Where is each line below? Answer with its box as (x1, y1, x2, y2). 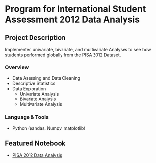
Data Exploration (12, 86, 46, 92)
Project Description (5, 33, 66, 42)
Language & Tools (5, 114, 49, 121)
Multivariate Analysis (19, 101, 62, 107)
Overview (5, 64, 29, 71)
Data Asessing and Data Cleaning (12, 75, 80, 81)
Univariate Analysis (19, 91, 59, 97)
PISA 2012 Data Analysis (12, 152, 62, 158)
